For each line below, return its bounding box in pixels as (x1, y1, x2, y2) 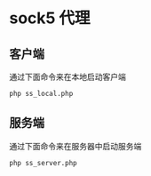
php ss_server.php (9, 158, 77, 167)
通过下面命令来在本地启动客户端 (9, 72, 126, 82)
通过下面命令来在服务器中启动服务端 (9, 140, 142, 151)
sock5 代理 (9, 8, 91, 28)
